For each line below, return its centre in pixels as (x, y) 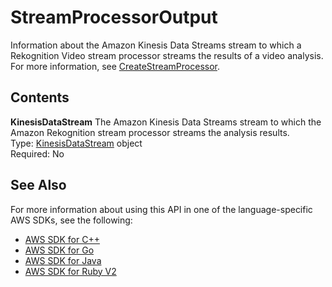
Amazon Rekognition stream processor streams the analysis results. (150, 132)
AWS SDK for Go (59, 250)
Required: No (37, 153)
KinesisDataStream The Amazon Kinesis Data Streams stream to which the (166, 122)
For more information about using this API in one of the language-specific (161, 209)
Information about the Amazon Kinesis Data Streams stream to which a (156, 45)
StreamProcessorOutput (114, 17)
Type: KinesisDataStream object (76, 143)
